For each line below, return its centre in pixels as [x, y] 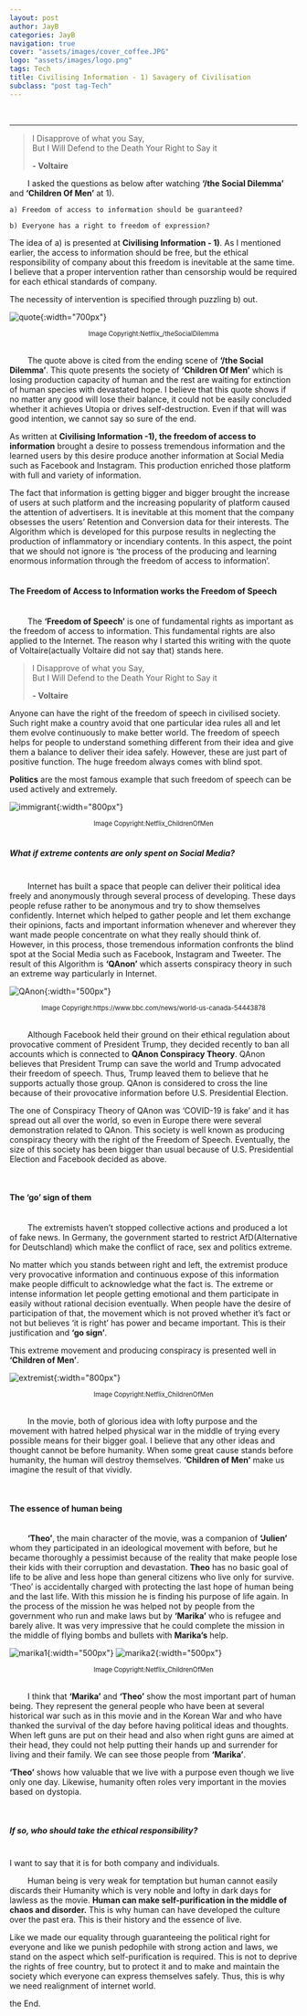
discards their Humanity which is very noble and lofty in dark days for [140, 1891]
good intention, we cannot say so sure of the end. [103, 418]
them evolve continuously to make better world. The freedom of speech [145, 733]
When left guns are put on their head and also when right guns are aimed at [152, 1736]
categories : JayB [42, 35]
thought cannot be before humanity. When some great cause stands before [152, 1450]
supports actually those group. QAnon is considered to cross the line [138, 1082]
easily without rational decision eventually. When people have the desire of [150, 1304]
